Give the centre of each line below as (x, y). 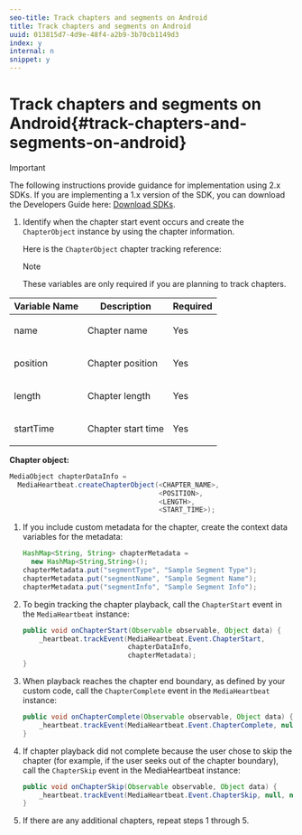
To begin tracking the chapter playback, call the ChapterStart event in (152, 604)
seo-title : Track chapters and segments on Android (108, 18)
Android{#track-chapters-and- (128, 124)
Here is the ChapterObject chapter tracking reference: (122, 248)
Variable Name (46, 306)
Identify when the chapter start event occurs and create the (133, 221)
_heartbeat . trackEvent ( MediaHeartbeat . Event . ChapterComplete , (158, 725)
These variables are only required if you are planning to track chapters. (154, 283)
